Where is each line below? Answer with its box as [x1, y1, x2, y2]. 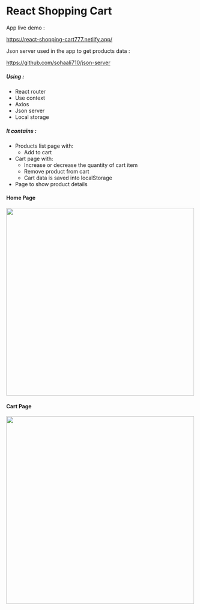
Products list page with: [14, 142, 74, 149]
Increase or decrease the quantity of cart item [23, 161, 138, 169]
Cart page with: [14, 155, 53, 162]
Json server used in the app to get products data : [6, 47, 130, 55]
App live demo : [6, 24, 45, 31]
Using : [6, 73, 25, 80]
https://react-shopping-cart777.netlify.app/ [6, 35, 113, 43]
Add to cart [23, 148, 52, 156]
